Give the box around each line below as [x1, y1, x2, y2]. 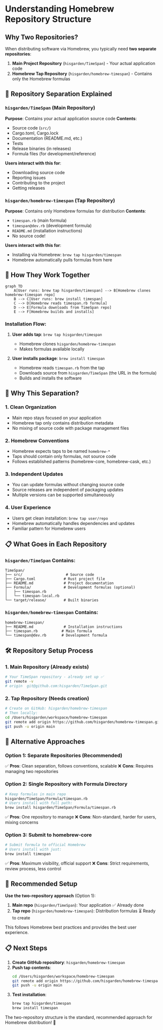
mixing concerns [5, 819, 39, 825]
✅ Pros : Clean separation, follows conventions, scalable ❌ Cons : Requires [5, 763, 154, 769]
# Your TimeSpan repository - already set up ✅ [5, 674, 104, 680]
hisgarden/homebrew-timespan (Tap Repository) [5, 197, 115, 204]
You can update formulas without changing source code [12, 482, 125, 488]
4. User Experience [5, 504, 51, 511]
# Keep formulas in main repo [5, 792, 66, 797]
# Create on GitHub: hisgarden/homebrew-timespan [5, 706, 108, 711]
